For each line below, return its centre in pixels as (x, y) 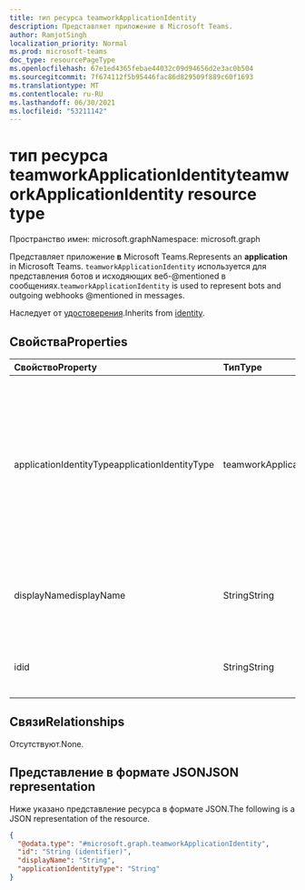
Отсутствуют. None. (47, 743)
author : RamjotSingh (49, 35)
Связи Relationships (67, 722)
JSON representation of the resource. (80, 818)
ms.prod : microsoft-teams (58, 52)
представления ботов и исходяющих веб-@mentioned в (118, 276)
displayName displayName (69, 595)
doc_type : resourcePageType (63, 60)
